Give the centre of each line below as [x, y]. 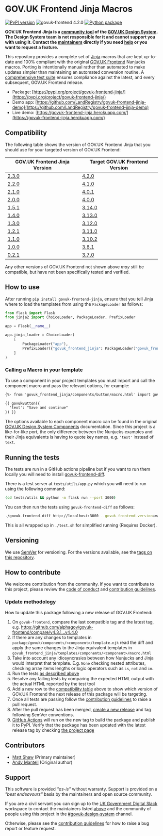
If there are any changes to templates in [52, 637]
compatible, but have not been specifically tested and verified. [67, 272]
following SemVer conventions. [43, 715]
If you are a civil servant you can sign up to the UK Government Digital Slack [81, 803]
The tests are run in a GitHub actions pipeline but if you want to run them [78, 469]
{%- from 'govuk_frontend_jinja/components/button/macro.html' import [78, 394]
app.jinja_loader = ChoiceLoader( [40, 335]
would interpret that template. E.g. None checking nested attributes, [79, 663]
